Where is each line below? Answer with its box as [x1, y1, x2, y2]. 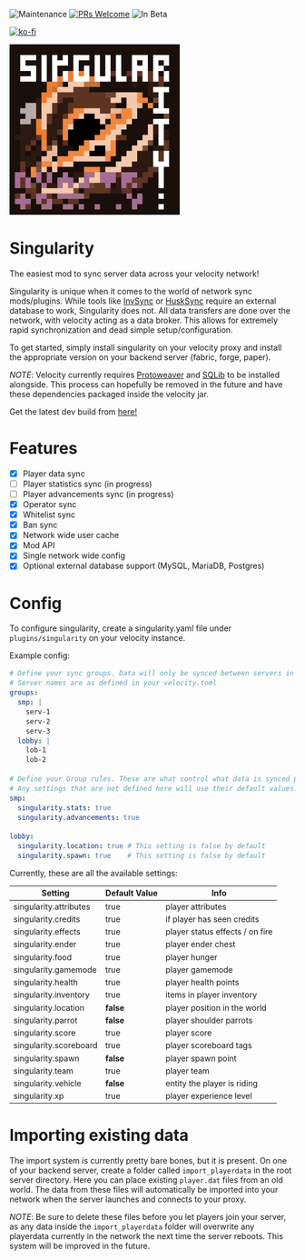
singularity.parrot [13, 1015, 78, 1025]
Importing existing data [9, 1125, 189, 1145]
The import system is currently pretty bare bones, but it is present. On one [9, 1155, 288, 1165]
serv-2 [25, 716, 51, 726]
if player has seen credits [165, 914, 260, 925]
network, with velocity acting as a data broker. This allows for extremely [9, 315, 279, 325]
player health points [165, 977, 240, 988]
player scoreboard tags [165, 1040, 252, 1051]
